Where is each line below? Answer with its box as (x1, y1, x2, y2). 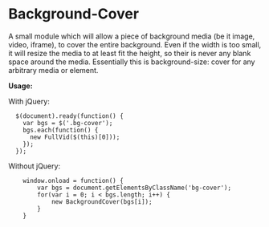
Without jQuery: (8, 161, 61, 171)
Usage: (8, 81, 34, 91)
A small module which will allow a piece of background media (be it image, (8, 31, 255, 41)
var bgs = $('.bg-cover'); (22, 119, 113, 127)
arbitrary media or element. (8, 65, 99, 75)
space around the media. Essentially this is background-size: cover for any (8, 57, 255, 67)
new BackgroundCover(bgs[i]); (51, 197, 153, 205)
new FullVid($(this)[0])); (29, 133, 120, 141)
